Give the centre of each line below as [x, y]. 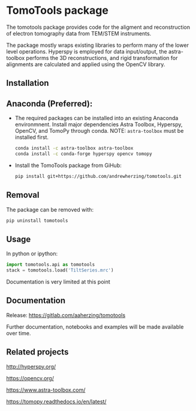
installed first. [32, 137]
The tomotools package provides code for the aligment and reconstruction [98, 27]
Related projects [37, 352]
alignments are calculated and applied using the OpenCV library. [86, 64]
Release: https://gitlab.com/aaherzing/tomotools [66, 315]
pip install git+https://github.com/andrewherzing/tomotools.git [98, 176]
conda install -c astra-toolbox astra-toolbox [74, 148]
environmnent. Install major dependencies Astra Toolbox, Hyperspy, [99, 124]
